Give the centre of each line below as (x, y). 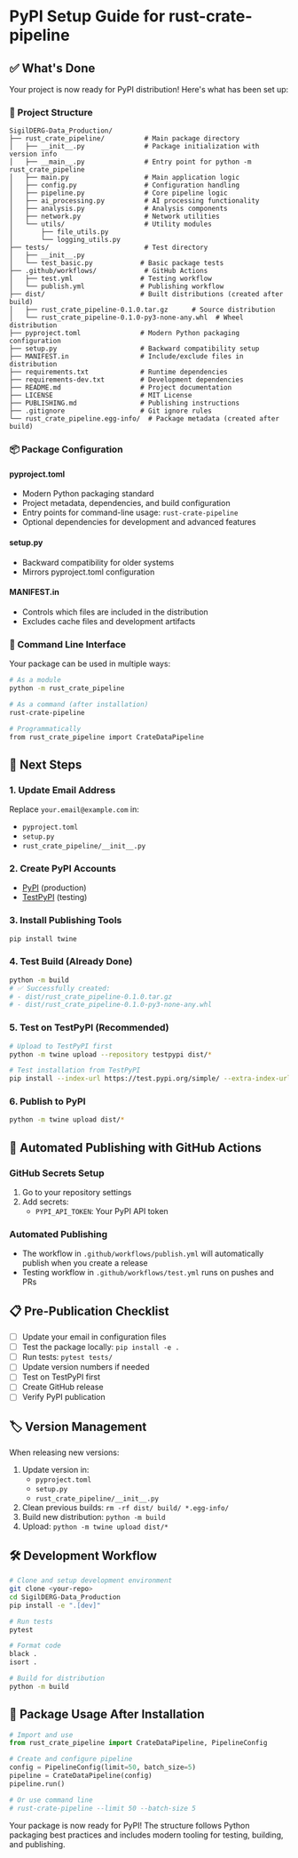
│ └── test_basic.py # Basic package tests (117, 263)
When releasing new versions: (64, 1452)
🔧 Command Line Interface (68, 644)
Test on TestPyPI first (61, 1377)
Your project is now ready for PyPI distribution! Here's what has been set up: (149, 89)
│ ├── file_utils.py (59, 232)
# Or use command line (51, 1800)
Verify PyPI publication (64, 1397)
